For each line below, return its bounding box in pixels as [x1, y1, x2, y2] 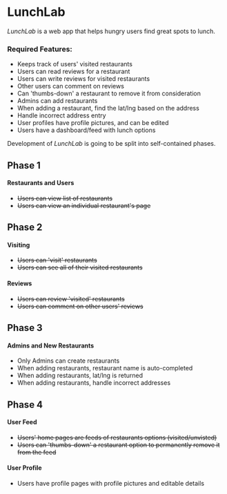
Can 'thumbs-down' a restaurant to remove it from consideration [17, 89, 201, 97]
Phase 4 [7, 399, 43, 410]
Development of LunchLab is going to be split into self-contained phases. [7, 140, 216, 148]
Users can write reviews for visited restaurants [17, 75, 150, 83]
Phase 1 [7, 160, 41, 171]
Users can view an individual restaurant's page [17, 201, 151, 209]
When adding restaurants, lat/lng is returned [17, 371, 144, 380]
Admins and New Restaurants [7, 341, 95, 350]
